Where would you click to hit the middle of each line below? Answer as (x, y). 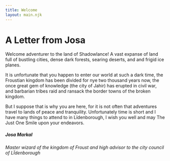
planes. (13, 65)
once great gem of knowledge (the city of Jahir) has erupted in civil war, (81, 86)
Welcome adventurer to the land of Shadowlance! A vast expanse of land (82, 54)
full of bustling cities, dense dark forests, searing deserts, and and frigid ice (85, 60)
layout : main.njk (24, 15)
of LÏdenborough (23, 153)
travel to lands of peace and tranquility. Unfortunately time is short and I (81, 112)
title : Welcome (21, 10)
